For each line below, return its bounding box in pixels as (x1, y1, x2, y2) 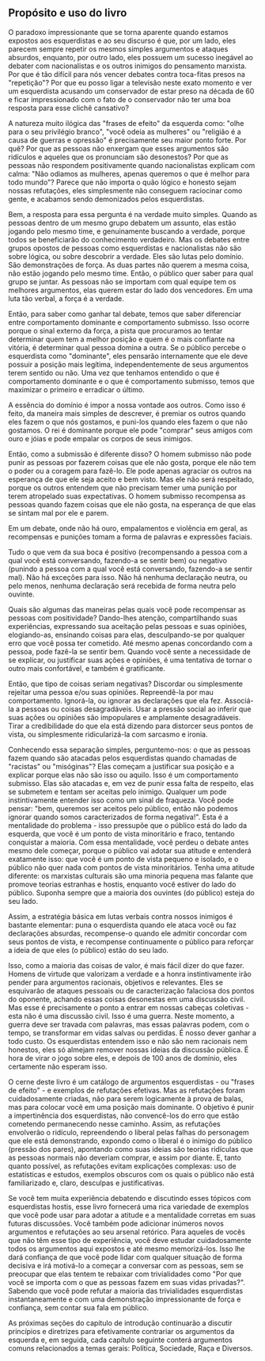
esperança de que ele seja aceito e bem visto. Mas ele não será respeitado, (8, 475, 255, 484)
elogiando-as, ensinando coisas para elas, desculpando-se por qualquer (8, 630, 245, 639)
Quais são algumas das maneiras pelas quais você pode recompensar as (8, 604, 246, 614)
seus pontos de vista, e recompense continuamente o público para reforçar (8, 936, 255, 946)
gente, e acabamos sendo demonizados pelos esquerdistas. (8, 194, 205, 204)
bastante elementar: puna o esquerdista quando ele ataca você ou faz (8, 920, 237, 929)
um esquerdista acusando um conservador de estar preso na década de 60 (8, 86, 255, 96)
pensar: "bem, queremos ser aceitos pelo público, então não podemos (8, 803, 239, 813)
